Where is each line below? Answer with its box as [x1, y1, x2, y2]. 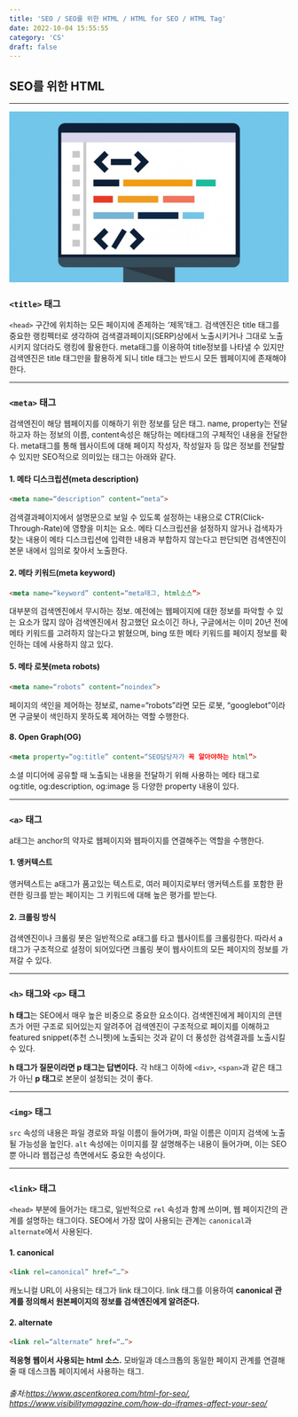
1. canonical [9, 1247, 55, 1257]
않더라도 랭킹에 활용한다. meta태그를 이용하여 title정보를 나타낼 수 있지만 [32, 342, 285, 352]
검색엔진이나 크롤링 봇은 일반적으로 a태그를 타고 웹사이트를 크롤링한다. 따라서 [9, 933, 277, 944]
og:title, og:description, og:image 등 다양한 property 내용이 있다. [9, 781, 239, 791]
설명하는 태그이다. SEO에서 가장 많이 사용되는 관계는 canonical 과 [25, 1216, 253, 1226]
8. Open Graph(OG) [9, 732, 82, 743]
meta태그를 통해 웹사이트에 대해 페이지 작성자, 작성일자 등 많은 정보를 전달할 [20, 440, 286, 452]
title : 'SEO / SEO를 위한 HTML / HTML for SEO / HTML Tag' [9, 14, 226, 23]
